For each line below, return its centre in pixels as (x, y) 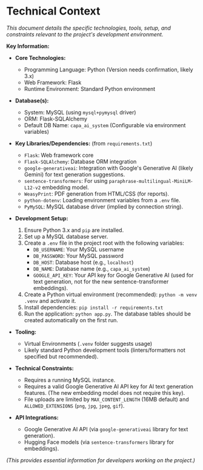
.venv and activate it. (50, 300)
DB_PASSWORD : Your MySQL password (78, 256)
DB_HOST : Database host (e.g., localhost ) (83, 262)
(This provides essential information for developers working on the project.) (101, 460)
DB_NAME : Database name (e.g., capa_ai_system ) (92, 268)
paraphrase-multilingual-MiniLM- (151, 181)
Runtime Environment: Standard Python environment (90, 88)
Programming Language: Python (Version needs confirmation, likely (108, 69)
